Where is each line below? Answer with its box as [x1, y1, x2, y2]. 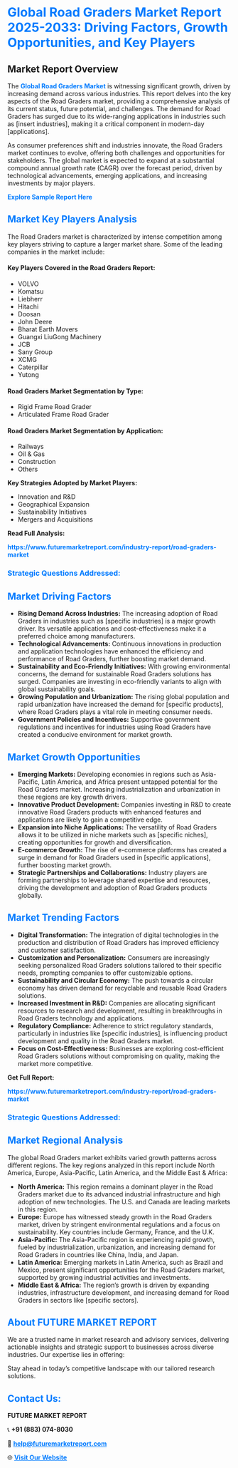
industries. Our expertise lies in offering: [7, 1350, 125, 1359]
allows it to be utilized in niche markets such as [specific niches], [17, 830, 208, 839]
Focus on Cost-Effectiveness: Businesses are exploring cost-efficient [17, 1044, 224, 1053]
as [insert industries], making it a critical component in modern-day [7, 120, 205, 128]
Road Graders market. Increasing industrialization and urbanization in [17, 785, 221, 793]
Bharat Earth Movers [17, 325, 78, 334]
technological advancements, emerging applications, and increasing [7, 172, 207, 180]
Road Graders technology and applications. [17, 1013, 145, 1023]
